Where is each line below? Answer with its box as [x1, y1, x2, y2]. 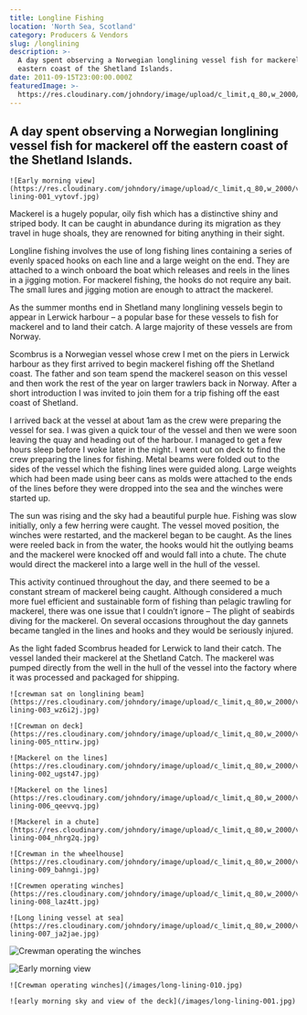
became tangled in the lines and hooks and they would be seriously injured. [9, 625, 294, 636]
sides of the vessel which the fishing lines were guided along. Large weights [9, 463, 297, 475]
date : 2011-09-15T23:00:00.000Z [9, 73, 132, 82]
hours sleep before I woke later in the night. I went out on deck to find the [9, 444, 286, 455]
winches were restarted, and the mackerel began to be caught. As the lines [9, 530, 292, 541]
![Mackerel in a [9, 818, 71, 827]
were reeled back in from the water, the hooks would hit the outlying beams [9, 540, 294, 551]
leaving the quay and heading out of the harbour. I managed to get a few [9, 435, 282, 446]
